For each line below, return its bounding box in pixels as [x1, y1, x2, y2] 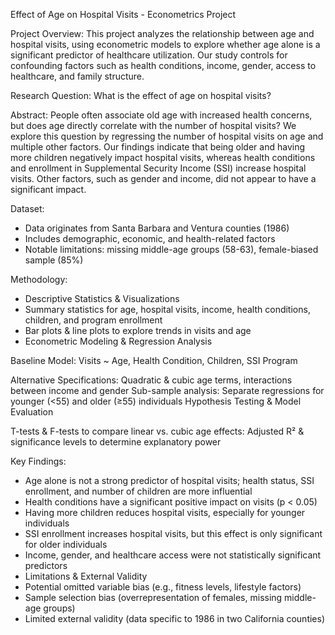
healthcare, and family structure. [10, 70, 145, 82]
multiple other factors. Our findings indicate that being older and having [10, 141, 306, 153]
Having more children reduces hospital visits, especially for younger [24, 507, 306, 518]
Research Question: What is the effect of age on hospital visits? [10, 90, 272, 101]
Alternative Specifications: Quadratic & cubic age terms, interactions [10, 374, 293, 386]
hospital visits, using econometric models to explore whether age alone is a [10, 39, 321, 50]
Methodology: [10, 274, 68, 285]
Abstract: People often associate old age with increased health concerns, [10, 109, 313, 121]
